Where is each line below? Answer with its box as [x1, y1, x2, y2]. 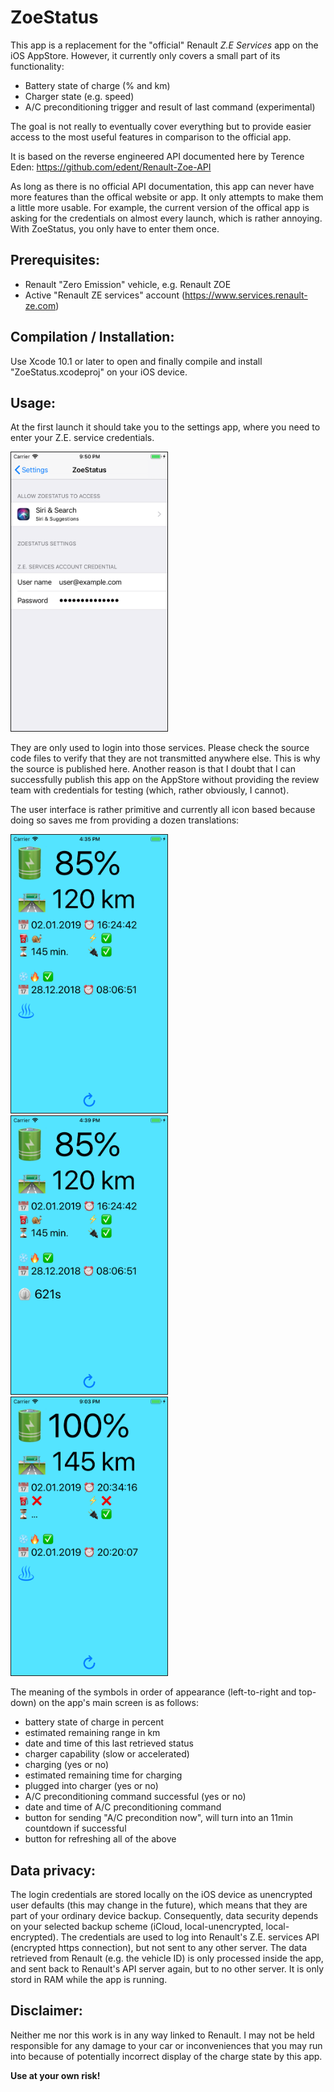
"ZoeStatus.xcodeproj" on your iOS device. [10, 366, 188, 378]
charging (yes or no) [24, 1759, 110, 1771]
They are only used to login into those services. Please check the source [10, 741, 310, 753]
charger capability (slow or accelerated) [24, 1748, 190, 1760]
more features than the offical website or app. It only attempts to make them [10, 191, 324, 203]
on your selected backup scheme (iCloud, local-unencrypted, [10, 1921, 264, 1932]
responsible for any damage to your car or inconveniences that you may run [10, 2039, 323, 2051]
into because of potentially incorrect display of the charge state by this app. [10, 2050, 323, 2062]
